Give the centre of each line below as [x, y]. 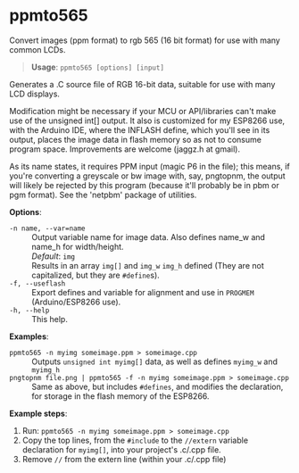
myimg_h [46, 370]
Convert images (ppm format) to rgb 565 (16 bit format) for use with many [145, 40]
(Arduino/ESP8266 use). [76, 302]
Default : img [54, 256]
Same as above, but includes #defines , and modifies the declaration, [158, 386]
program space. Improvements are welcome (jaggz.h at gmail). [125, 149]
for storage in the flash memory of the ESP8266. [120, 396]
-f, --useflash [37, 283]
